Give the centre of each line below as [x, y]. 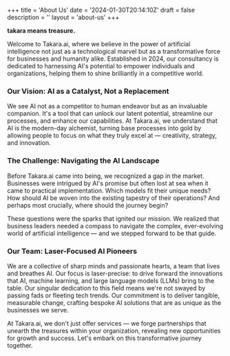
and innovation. [29, 143]
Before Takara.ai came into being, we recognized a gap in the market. [106, 176]
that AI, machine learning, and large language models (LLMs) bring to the [111, 280]
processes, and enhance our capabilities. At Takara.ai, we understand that [113, 121]
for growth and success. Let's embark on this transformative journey [104, 338]
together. [20, 345]
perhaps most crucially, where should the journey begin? [88, 205]
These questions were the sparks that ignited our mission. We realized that [113, 218]
